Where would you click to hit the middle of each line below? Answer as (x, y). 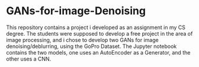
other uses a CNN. (29, 59)
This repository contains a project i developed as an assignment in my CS (96, 27)
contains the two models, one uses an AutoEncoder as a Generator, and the (98, 52)
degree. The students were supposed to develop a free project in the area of (99, 33)
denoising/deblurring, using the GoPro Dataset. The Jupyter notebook (92, 46)
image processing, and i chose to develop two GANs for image (82, 40)
